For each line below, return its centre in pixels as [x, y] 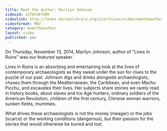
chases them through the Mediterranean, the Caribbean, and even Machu [81, 82]
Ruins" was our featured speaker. [39, 57]
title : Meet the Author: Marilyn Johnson [49, 10]
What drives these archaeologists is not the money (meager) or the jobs [79, 113]
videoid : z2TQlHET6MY [28, 14]
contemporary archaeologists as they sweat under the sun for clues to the [81, 72]
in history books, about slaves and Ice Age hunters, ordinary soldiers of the [82, 93]
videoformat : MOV [23, 24]
